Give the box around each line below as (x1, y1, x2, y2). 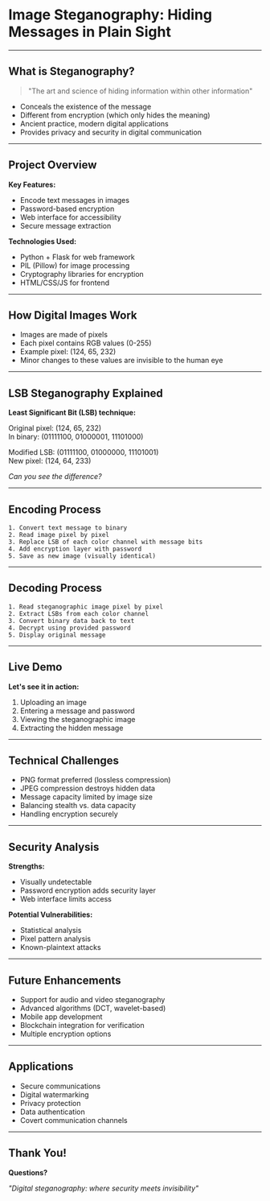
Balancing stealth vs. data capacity (19, 801, 137, 811)
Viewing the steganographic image (19, 714, 136, 724)
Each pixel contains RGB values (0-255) (19, 338, 152, 348)
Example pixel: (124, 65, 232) (19, 347, 117, 357)
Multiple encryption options (19, 1029, 112, 1039)
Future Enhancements (8, 973, 122, 987)
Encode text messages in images (19, 195, 130, 204)
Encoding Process (8, 502, 102, 516)
